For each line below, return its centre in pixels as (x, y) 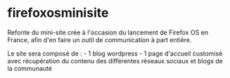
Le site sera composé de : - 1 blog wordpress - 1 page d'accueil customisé (115, 53)
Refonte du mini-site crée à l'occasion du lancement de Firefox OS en (108, 32)
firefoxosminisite (58, 13)
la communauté (30, 68)
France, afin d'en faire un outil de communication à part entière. (100, 39)
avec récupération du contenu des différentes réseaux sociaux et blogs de (115, 60)
